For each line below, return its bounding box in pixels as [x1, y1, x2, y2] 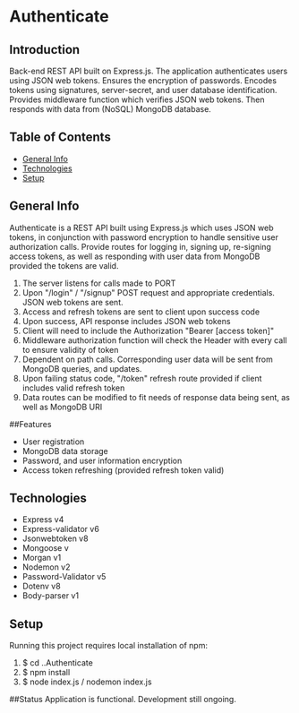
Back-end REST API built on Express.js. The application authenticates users [9, 65, 288, 76]
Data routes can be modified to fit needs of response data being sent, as [21, 391, 291, 402]
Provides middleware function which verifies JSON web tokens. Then [9, 94, 266, 105]
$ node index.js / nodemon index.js [21, 676, 152, 687]
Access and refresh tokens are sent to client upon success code [21, 306, 261, 317]
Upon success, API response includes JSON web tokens [21, 315, 231, 326]
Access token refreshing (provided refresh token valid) [21, 464, 225, 476]
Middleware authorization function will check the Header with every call [21, 334, 287, 346]
